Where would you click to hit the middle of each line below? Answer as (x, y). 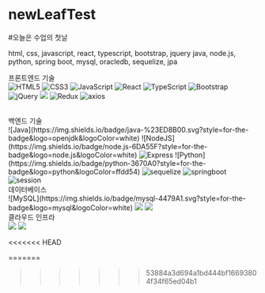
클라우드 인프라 (32, 217)
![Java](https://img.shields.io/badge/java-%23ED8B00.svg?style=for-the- (129, 130)
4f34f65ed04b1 (172, 281)
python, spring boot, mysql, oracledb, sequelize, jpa (93, 62)
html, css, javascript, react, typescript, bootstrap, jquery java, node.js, (122, 53)
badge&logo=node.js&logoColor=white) (73, 155)
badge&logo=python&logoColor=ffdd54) (74, 171)
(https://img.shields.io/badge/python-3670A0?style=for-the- (107, 163)
